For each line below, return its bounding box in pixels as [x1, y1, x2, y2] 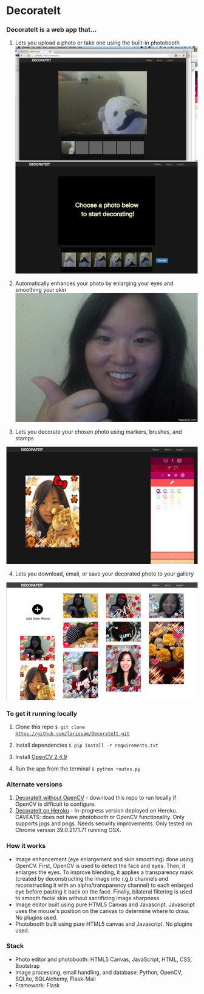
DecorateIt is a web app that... [6, 26, 97, 34]
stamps [15, 434, 34, 442]
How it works [6, 842, 46, 850]
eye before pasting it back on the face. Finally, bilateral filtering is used [15, 887, 192, 895]
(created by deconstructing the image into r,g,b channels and [15, 875, 169, 882]
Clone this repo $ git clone [15, 723, 85, 730]
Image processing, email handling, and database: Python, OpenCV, [15, 968, 183, 976]
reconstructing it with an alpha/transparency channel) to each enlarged [15, 881, 193, 889]
